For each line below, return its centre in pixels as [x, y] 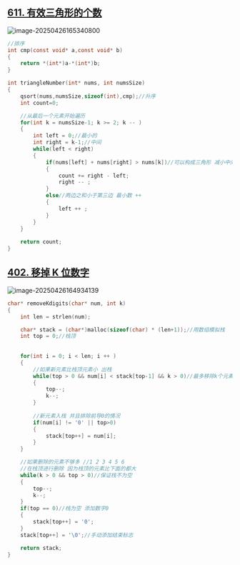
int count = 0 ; [40, 103]
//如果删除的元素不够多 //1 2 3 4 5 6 [72, 462]
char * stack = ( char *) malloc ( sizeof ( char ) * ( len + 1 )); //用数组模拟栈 [122, 330]
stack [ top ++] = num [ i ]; [81, 436]
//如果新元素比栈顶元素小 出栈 [72, 369]
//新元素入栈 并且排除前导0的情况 [77, 416]
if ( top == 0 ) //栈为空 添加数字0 [65, 509]
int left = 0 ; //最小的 [65, 136]
